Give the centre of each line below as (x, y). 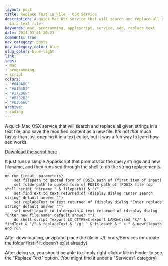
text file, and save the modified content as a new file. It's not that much (78, 131)
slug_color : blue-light (30, 51)
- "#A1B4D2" (17, 89)
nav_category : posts (27, 42)
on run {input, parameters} (34, 176)
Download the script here (31, 152)
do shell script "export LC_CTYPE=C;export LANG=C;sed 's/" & (80, 220)
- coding (14, 112)
